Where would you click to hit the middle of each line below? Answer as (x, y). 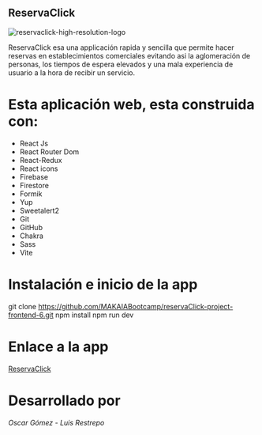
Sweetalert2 (39, 210)
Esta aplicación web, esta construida (131, 104)
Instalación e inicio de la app (103, 284)
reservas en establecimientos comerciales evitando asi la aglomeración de (129, 55)
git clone (22, 306)
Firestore (34, 185)
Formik (31, 194)
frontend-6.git (31, 315)
